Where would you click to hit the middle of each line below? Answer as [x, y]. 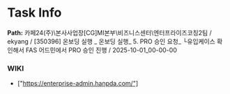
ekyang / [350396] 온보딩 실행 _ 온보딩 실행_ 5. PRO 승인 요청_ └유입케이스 [112, 41]
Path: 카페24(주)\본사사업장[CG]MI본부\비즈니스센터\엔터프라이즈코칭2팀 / [110, 32]
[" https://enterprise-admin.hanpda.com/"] [78, 84]
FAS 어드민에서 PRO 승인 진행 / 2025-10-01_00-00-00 [101, 50]
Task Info [34, 13]
